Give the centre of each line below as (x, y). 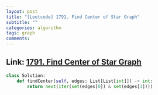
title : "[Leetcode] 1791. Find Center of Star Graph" (73, 17)
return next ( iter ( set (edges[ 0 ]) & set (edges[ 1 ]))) (90, 86)
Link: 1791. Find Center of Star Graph (74, 62)
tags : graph (20, 33)
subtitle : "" (22, 22)
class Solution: (26, 75)
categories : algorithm (34, 28)
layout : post (22, 11)
